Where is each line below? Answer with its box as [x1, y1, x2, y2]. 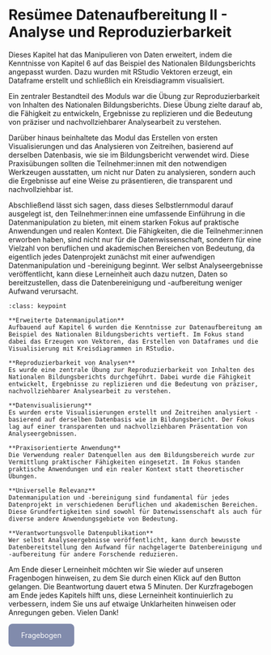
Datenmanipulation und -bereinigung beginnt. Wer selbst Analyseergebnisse [8, 260, 263, 270]
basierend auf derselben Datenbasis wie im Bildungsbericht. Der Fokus [8, 415, 255, 423]
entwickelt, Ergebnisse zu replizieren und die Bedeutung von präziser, [8, 379, 259, 388]
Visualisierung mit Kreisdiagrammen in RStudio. [8, 345, 176, 353]
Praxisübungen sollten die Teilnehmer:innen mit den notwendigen [8, 158, 227, 168]
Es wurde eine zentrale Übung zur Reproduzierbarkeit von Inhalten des [8, 366, 255, 374]
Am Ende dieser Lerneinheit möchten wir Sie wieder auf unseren [8, 564, 224, 574]
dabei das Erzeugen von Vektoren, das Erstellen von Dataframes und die [8, 337, 259, 345]
